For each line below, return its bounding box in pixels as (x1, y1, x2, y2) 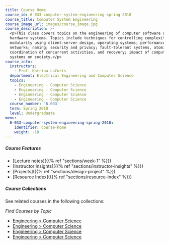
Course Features (5, 145, 41, 151)
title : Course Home (5, 7, 46, 13)
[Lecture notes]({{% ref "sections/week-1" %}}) (12, 158, 112, 164)
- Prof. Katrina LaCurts (14, 69, 66, 74)
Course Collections (5, 185, 46, 191)
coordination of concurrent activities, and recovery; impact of (10, 50, 150, 55)
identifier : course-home (14, 125, 66, 130)
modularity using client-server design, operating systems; (10, 40, 138, 45)
